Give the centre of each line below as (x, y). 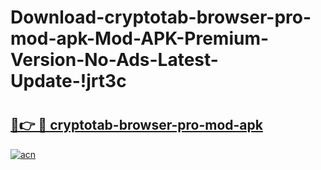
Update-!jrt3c (68, 81)
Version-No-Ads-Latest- (114, 60)
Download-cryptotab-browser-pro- (161, 17)
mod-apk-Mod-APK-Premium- (140, 38)
